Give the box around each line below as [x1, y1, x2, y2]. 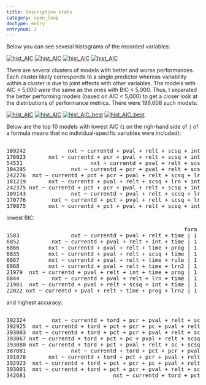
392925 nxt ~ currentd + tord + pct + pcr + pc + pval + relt [6, 323, 200, 330]
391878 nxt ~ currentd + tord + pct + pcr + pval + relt [6, 354, 200, 360]
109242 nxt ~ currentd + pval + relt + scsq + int [6, 148, 200, 154]
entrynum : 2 [6, 26, 37, 32]
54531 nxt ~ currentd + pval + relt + [6, 160, 188, 167]
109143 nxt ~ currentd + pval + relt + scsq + [6, 191, 191, 197]
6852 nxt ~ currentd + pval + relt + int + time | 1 [6, 238, 197, 245]
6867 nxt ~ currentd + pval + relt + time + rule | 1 [6, 257, 197, 264]
